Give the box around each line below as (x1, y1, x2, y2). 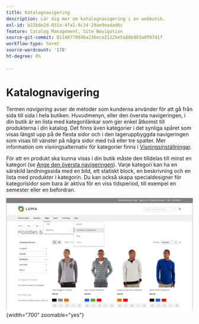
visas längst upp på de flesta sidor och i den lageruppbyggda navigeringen (6, 130, 189, 137)
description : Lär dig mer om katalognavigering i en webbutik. (6, 15, 166, 22)
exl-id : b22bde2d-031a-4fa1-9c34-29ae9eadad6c (6, 22, 123, 28)
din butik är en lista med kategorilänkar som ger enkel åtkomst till (6, 118, 165, 125)
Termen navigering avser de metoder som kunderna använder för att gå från (6, 105, 193, 113)
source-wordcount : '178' (6, 47, 68, 53)
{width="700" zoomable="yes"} (6, 312, 85, 319)
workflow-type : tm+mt (6, 41, 60, 47)
